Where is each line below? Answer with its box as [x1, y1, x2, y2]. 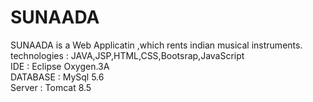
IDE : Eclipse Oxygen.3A [10, 60, 110, 72]
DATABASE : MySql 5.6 [10, 71, 105, 83]
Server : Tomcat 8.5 [10, 81, 92, 93]
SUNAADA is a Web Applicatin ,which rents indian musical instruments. [10, 39, 303, 51]
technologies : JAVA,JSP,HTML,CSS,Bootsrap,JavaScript [10, 49, 245, 61]
